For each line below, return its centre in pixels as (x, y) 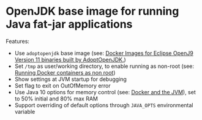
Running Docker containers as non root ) (65, 72)
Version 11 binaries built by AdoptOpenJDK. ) (70, 59)
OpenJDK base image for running (92, 11)
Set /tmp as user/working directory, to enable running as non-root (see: (104, 66)
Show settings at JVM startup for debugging (70, 79)
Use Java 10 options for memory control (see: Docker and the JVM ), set (105, 92)
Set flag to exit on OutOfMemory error (62, 85)
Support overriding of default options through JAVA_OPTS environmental (104, 105)
